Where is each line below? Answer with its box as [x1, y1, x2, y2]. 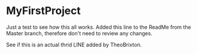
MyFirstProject [6, 4, 81, 18]
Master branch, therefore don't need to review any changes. [6, 29, 153, 36]
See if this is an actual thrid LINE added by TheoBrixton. [6, 41, 142, 48]
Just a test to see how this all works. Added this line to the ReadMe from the [6, 23, 192, 31]
